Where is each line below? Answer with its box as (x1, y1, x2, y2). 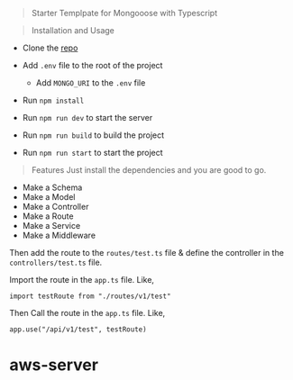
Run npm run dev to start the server (22, 113, 153, 122)
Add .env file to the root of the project (22, 60, 163, 70)
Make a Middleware (22, 230, 96, 240)
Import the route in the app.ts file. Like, (9, 275, 155, 285)
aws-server (9, 355, 99, 375)
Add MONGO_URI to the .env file (35, 77, 146, 88)
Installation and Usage (31, 25, 115, 35)
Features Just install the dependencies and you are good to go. (31, 165, 267, 175)
